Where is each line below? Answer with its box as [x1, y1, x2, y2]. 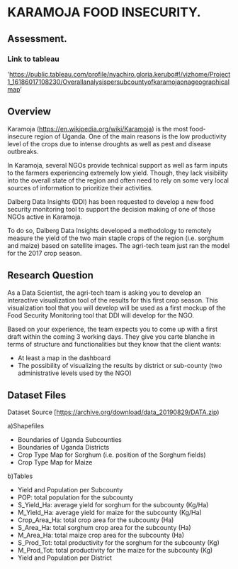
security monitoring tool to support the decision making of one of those [7, 205, 216, 213]
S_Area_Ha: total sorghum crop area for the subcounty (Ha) [17, 524, 191, 532]
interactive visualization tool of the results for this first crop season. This [7, 296, 218, 304]
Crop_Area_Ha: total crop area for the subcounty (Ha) [17, 516, 174, 524]
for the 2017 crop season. [7, 249, 82, 257]
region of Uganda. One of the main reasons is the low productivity [34, 132, 227, 141]
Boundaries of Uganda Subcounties [17, 435, 122, 444]
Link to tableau [7, 54, 59, 64]
